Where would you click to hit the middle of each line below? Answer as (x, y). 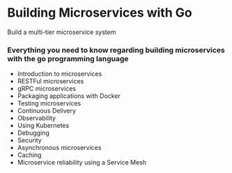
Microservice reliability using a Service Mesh (82, 163)
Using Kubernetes (43, 126)
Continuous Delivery (47, 111)
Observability (37, 118)
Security (29, 140)
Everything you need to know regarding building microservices (116, 50)
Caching (29, 155)
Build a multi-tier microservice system (62, 32)
